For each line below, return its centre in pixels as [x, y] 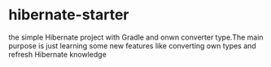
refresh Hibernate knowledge [58, 54]
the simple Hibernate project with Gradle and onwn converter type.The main [136, 37]
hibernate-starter [69, 15]
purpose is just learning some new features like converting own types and [132, 45]
